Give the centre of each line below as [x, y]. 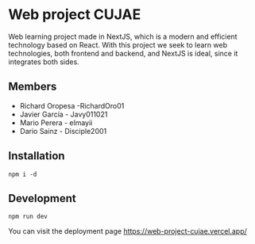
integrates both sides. [44, 62]
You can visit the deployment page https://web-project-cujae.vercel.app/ [128, 231]
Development [42, 198]
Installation [37, 156]
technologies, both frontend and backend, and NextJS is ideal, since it [123, 53]
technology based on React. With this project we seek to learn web [118, 44]
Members [33, 87]
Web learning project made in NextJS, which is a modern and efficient [123, 36]
